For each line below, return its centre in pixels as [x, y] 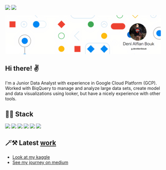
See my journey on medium [40, 163]
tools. [11, 98]
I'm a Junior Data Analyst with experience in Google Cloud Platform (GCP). [81, 83]
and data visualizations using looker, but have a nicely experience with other [83, 93]
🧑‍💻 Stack [19, 114]
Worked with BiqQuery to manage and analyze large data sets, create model [83, 88]
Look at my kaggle [31, 157]
